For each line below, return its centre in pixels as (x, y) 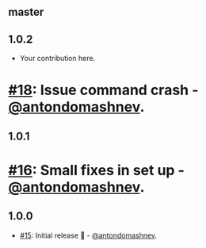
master (26, 12)
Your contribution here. (57, 59)
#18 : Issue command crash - (103, 90)
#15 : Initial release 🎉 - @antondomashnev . (88, 235)
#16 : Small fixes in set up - (96, 170)
